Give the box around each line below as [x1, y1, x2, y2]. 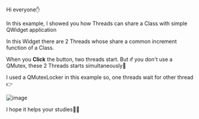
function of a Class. [6, 44, 54, 51]
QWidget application [6, 26, 57, 33]
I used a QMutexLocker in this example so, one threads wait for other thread [6, 74, 194, 81]
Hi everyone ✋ [6, 6, 41, 13]
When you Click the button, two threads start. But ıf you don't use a [6, 56, 173, 63]
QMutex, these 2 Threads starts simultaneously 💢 [6, 62, 127, 69]
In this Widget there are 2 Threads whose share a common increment [6, 38, 177, 45]
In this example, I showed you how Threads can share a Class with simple [6, 20, 188, 27]
